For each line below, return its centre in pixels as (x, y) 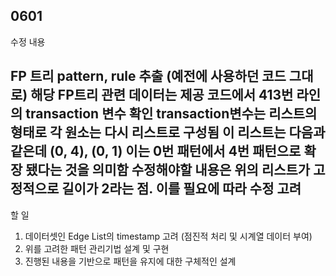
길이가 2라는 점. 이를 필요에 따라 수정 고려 (181, 189)
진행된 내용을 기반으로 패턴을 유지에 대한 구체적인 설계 (130, 261)
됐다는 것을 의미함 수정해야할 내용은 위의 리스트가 (168, 170)
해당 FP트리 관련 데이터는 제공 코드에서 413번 (162, 95)
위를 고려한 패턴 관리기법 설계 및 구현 (97, 248)
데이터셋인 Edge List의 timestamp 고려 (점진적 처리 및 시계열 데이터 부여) (168, 236)
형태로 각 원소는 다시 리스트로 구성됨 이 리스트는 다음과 (168, 132)
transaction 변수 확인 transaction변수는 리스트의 (171, 114)
